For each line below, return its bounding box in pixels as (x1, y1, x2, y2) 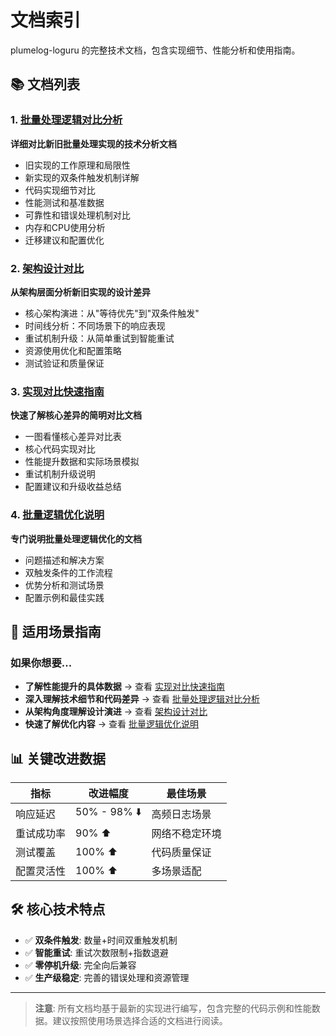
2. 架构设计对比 (10, 261, 85, 275)
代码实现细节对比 (24, 184, 96, 196)
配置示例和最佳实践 (24, 591, 105, 603)
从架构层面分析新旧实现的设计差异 (10, 286, 151, 298)
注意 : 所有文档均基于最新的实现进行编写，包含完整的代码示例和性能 (34, 1002, 312, 1014)
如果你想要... (10, 656, 73, 670)
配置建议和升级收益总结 (24, 481, 122, 493)
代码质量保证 (151, 846, 212, 860)
